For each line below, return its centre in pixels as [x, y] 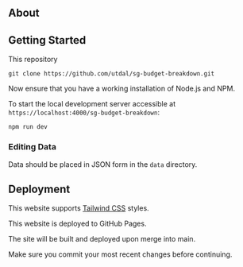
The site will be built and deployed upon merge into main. [102, 239]
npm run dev [28, 127]
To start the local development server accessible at [92, 104]
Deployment [39, 189]
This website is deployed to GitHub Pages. [77, 224]
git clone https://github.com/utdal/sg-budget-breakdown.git [112, 74]
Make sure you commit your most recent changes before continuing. [120, 254]
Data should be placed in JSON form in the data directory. [103, 164]
